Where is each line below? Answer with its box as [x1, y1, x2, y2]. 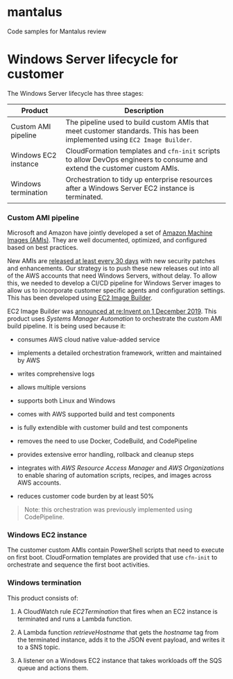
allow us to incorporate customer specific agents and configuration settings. [7, 286, 225, 295]
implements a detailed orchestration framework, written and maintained [17, 349, 222, 358]
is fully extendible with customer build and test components [17, 424, 189, 432]
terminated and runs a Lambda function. [17, 614, 132, 623]
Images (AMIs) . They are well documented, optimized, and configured [7, 236, 207, 244]
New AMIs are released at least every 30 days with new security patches [7, 257, 216, 265]
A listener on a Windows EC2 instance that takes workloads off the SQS [17, 656, 223, 664]
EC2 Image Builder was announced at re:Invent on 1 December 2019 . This [7, 307, 217, 316]
